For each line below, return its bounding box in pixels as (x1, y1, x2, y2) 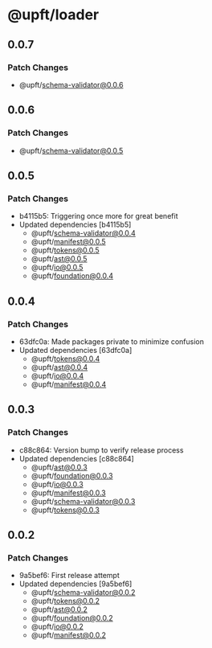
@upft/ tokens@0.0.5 (31, 245, 100, 255)
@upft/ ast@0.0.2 (31, 605, 88, 614)
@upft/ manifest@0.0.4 (31, 379, 107, 389)
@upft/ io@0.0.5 (31, 263, 84, 273)
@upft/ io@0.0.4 (31, 371, 84, 380)
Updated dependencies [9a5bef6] (18, 579, 132, 589)
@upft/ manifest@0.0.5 (31, 237, 106, 247)
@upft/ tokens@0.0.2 (31, 597, 100, 606)
